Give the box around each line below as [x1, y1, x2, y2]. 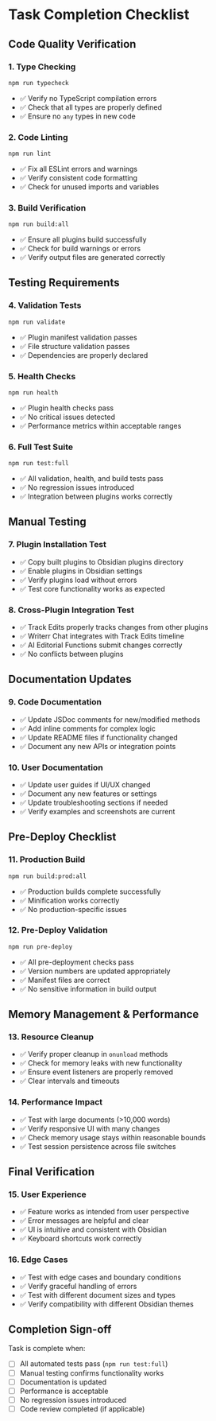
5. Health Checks [8, 371, 76, 382]
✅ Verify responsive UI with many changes [19, 1124, 160, 1133]
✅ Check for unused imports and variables [19, 181, 160, 192]
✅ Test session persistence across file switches [19, 1141, 176, 1151]
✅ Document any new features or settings [19, 789, 157, 798]
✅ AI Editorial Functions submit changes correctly [19, 640, 183, 650]
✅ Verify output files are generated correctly [19, 253, 165, 262]
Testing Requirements [8, 276, 120, 289]
